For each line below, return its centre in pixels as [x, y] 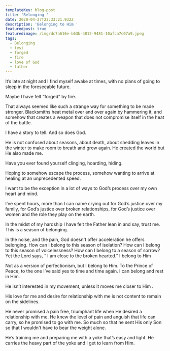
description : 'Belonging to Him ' [42, 24]
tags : [11, 39]
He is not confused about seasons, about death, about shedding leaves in [82, 143]
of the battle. [19, 123]
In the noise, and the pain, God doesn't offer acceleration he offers [75, 239]
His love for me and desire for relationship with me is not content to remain [83, 296]
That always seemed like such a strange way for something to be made [80, 106]
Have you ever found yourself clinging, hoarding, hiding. [64, 163]
